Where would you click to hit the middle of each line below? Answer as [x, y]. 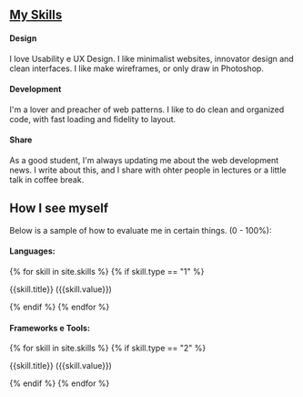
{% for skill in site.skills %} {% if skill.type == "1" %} [107, 272]
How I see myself [59, 209]
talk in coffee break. [47, 180]
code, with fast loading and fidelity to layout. [93, 119]
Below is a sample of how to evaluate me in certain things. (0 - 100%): [141, 230]
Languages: [33, 251]
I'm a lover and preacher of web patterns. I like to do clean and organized [147, 110]
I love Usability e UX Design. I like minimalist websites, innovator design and [151, 58]
